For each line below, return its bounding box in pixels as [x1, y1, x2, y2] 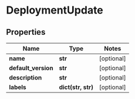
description [9, 74, 42, 81]
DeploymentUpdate [6, 4, 104, 17]
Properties [6, 27, 46, 37]
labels [9, 83, 26, 91]
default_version [9, 64, 54, 72]
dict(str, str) [59, 83, 94, 91]
